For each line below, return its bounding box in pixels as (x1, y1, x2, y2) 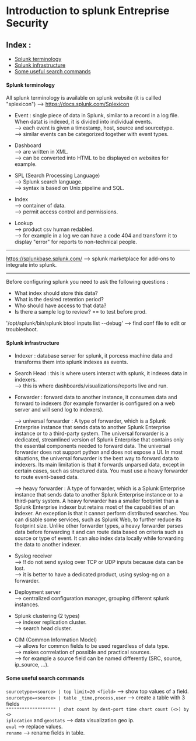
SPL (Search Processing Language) (14, 172, 100, 179)
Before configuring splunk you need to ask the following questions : (6, 278, 169, 285)
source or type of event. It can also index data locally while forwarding (14, 535, 184, 542)
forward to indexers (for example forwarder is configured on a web (14, 400, 176, 407)
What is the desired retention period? (14, 296, 104, 303)
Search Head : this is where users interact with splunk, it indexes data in (14, 370, 188, 377)
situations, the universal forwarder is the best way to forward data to (14, 455, 179, 462)
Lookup (14, 220, 33, 227)
